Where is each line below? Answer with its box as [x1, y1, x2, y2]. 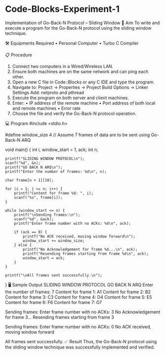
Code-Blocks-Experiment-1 [5, 3, 120, 15]
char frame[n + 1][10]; [5, 178, 54, 183]
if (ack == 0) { [14, 230, 48, 235]
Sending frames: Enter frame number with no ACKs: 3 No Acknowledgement [5, 309, 161, 315]
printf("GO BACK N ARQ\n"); [5, 164, 63, 170]
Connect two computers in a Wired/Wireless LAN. [12, 63, 113, 69]
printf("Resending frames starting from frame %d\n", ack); [23, 251, 149, 256]
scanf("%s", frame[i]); [14, 195, 63, 200]
